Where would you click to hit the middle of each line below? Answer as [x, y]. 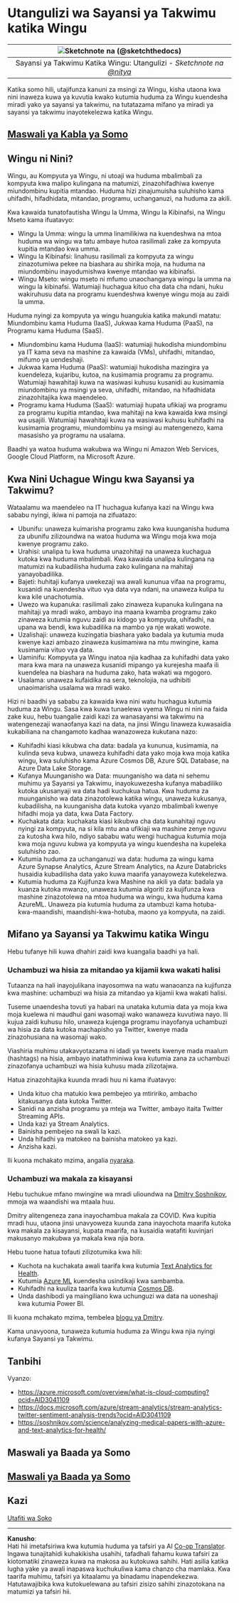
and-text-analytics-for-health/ [62, 1430]
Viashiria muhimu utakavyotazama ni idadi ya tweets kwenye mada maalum [118, 1051]
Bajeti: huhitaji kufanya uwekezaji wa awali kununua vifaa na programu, [122, 581]
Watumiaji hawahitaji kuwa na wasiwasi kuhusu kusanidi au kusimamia [121, 382]
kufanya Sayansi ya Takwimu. [51, 1339]
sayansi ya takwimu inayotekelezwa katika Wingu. [80, 112]
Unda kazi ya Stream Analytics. [63, 1124]
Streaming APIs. [41, 1117]
